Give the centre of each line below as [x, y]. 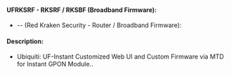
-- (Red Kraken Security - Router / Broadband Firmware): [99, 25]
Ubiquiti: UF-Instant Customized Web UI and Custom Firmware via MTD [120, 57]
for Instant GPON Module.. [55, 64]
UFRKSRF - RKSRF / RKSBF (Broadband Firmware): [82, 10]
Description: [25, 41]
